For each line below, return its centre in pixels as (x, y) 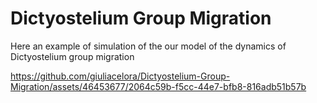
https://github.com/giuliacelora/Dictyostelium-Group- (120, 76)
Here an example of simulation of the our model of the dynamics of (148, 46)
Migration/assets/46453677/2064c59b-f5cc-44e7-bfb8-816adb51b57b (158, 86)
